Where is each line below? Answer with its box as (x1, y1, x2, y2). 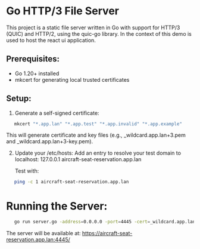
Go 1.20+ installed (14, 70, 60, 77)
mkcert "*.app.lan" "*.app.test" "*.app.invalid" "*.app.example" (14, 121, 183, 127)
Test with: (14, 167, 39, 174)
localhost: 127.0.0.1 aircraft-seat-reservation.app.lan (14, 156, 142, 163)
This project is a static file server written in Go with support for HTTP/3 (6, 24, 180, 31)
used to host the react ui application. (6, 36, 96, 44)
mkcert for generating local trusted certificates (14, 76, 130, 83)
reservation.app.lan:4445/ (6, 236, 70, 243)
